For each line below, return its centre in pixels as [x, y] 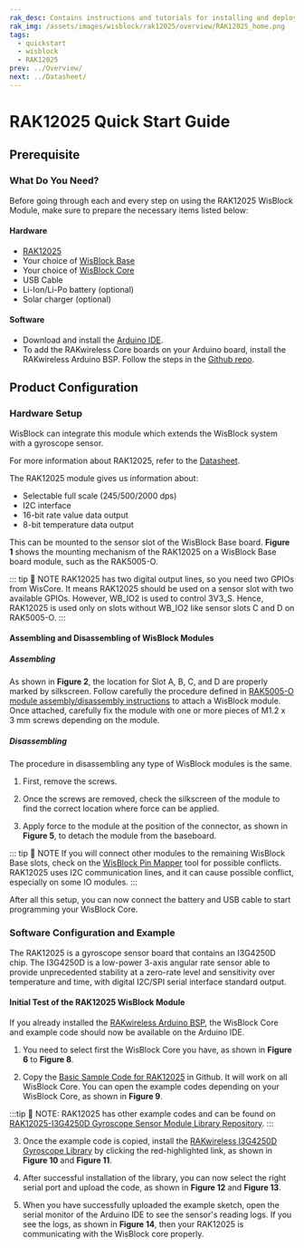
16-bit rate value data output [75, 515]
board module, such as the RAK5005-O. [84, 561]
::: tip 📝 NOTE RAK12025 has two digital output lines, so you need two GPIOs [152, 579]
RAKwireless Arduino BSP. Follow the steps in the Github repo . [138, 360]
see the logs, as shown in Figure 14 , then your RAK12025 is [133, 1224]
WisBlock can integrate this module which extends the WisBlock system [143, 433]
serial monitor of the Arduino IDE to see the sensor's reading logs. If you [157, 1214]
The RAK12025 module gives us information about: [104, 478]
